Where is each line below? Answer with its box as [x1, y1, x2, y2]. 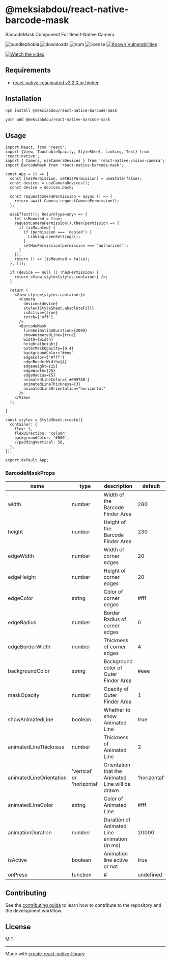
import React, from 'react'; [5, 145, 67, 150]
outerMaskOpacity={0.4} [23, 346, 74, 351]
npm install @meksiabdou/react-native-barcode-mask [5, 108, 117, 113]
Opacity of [103, 686, 129, 693]
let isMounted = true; [14, 216, 63, 222]
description [104, 483, 133, 490]
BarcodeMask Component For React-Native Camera [5, 31, 115, 37]
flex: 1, [14, 427, 33, 432]
